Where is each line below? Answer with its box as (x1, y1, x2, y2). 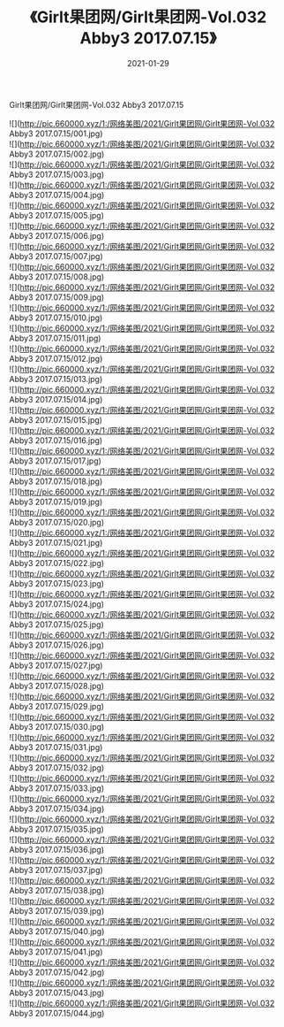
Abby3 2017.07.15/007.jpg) (9, 250, 103, 261)
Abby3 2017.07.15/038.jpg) (9, 885, 105, 895)
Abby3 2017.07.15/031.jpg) (9, 741, 103, 752)
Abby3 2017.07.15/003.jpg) (9, 169, 105, 180)
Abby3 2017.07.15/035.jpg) (9, 824, 104, 834)
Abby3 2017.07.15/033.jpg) (9, 783, 104, 793)
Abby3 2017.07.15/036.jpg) (9, 844, 104, 855)
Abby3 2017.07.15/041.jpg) (9, 947, 103, 957)
